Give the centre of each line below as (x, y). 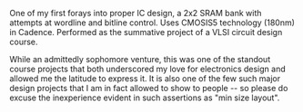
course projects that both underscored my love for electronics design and (147, 69)
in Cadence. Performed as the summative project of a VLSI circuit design (146, 32)
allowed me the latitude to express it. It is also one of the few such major (145, 79)
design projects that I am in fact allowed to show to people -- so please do (149, 88)
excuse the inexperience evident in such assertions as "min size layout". (145, 98)
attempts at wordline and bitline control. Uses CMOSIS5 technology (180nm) (152, 23)
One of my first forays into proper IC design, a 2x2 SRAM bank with (136, 13)
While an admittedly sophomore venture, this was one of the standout (140, 59)
